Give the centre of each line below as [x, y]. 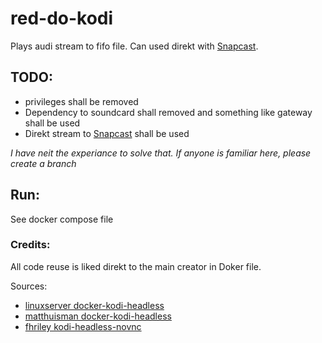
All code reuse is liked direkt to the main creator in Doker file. [136, 266]
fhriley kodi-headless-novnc [83, 326]
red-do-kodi [62, 18]
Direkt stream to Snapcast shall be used [107, 133]
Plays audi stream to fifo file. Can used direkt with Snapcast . [134, 46]
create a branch [43, 163]
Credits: [30, 245]
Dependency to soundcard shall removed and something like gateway [168, 112]
